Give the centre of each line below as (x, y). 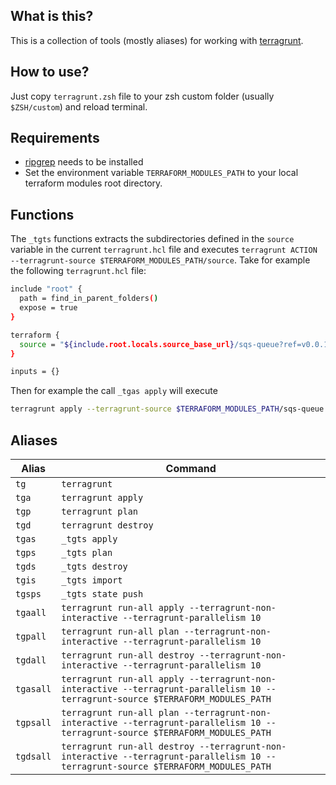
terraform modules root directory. (93, 183)
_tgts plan (87, 552)
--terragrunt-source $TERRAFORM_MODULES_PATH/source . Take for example (160, 260)
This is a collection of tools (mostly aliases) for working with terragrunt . (157, 40)
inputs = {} (35, 372)
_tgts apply (89, 538)
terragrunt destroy (107, 525)
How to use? (50, 72)
